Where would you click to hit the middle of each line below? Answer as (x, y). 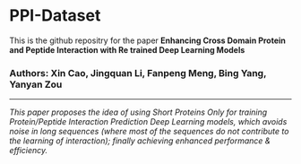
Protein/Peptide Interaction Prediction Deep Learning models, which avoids (148, 122)
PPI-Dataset (55, 16)
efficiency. (29, 151)
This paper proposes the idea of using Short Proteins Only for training (138, 112)
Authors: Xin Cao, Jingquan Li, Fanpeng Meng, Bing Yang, (138, 73)
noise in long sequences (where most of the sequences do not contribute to (149, 132)
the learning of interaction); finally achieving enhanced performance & (140, 141)
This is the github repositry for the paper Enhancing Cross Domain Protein (148, 40)
